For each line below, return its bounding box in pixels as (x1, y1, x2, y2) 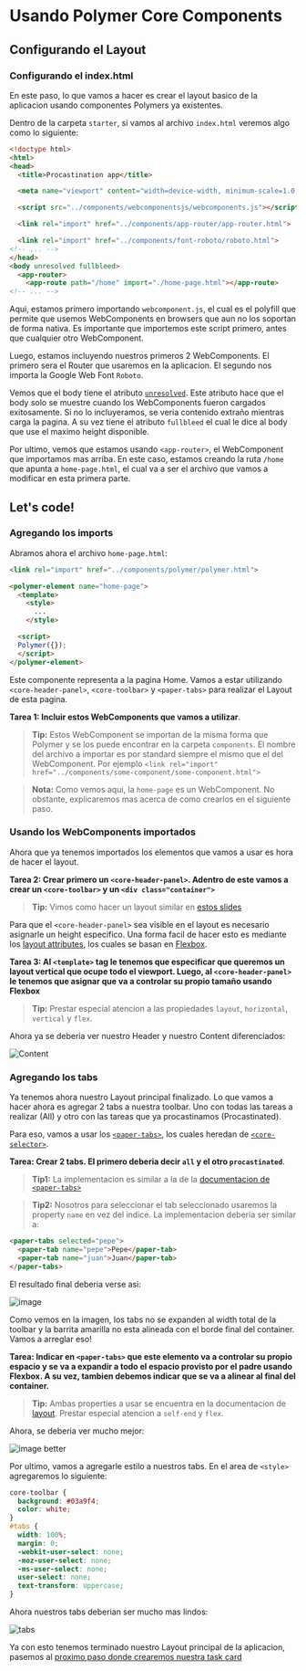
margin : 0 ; (17, 1539, 59, 1548)
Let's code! (9, 499, 75, 515)
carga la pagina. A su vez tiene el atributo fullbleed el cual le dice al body (9, 416, 289, 427)
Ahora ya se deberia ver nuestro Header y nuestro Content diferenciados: (9, 1030, 286, 1041)
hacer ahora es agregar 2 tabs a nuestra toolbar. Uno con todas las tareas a (9, 1101, 293, 1112)
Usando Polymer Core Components (9, 5, 282, 26)
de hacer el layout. (9, 856, 79, 867)
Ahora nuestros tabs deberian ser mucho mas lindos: (9, 1606, 209, 1617)
